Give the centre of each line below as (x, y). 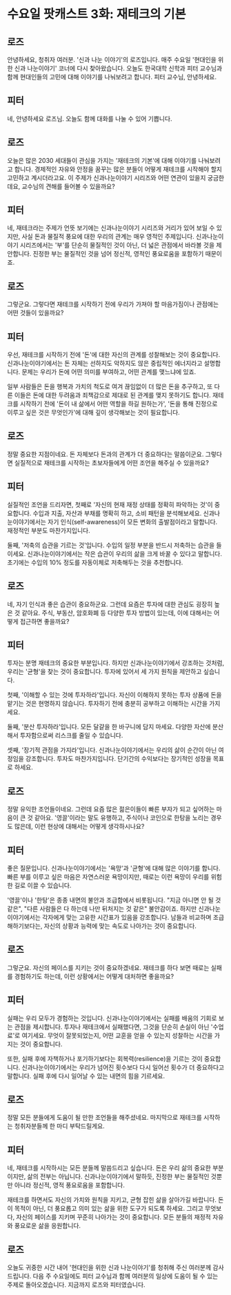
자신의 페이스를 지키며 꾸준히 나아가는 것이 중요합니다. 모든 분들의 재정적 (114, 1217)
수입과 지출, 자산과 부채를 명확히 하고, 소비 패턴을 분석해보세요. (117, 513)
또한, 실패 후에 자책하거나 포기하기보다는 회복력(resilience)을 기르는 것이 (105, 1058)
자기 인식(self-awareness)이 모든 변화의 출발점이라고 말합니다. (133, 522)
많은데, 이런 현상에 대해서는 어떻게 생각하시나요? (79, 827)
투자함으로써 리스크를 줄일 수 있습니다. (71, 735)
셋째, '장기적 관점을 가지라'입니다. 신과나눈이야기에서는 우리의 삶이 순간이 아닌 (112, 750)
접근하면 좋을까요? (44, 621)
